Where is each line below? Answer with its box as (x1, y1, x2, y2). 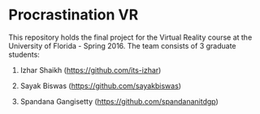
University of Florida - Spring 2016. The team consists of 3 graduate (8, 40, 237, 50)
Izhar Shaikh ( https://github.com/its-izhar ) (19, 65, 162, 74)
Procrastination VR (8, 6, 139, 24)
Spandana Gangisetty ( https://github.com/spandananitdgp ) (19, 96, 219, 106)
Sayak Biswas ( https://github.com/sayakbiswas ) (19, 81, 181, 91)
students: (8, 49, 41, 59)
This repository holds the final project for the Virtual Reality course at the (8, 32, 253, 42)
